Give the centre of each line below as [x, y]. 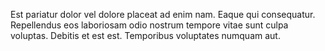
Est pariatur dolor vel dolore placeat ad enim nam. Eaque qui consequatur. [163, 14]
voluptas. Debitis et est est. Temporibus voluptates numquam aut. [145, 35]
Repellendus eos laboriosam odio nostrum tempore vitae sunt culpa [149, 25]
